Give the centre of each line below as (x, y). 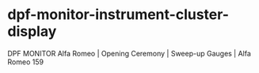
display (32, 31)
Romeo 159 (26, 62)
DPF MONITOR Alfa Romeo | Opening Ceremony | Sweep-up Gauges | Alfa (129, 53)
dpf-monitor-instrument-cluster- (118, 15)
